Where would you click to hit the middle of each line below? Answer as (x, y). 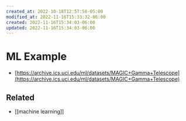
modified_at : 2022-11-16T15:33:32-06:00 (56, 17)
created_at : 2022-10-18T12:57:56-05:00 (55, 11)
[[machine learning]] (39, 111)
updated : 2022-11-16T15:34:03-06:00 (51, 28)
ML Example (37, 57)
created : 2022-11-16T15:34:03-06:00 (51, 22)
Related (20, 97)
